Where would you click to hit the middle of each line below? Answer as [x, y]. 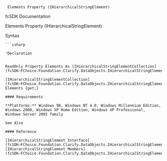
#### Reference [21, 132]
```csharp [15, 45]
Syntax [12, 36]
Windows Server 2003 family [34, 114]
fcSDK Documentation [28, 16]
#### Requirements [24, 97]
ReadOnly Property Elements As [38, 67]
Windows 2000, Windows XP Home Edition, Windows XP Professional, [75, 110]
